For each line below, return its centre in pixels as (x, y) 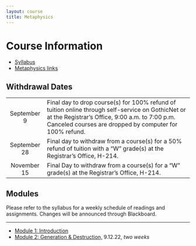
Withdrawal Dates (39, 86)
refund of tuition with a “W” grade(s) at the (106, 149)
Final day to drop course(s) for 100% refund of (111, 102)
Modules (22, 194)
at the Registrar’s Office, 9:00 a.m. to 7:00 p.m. (111, 117)
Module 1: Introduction (41, 231)
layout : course (24, 11)
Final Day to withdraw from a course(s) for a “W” (114, 166)
